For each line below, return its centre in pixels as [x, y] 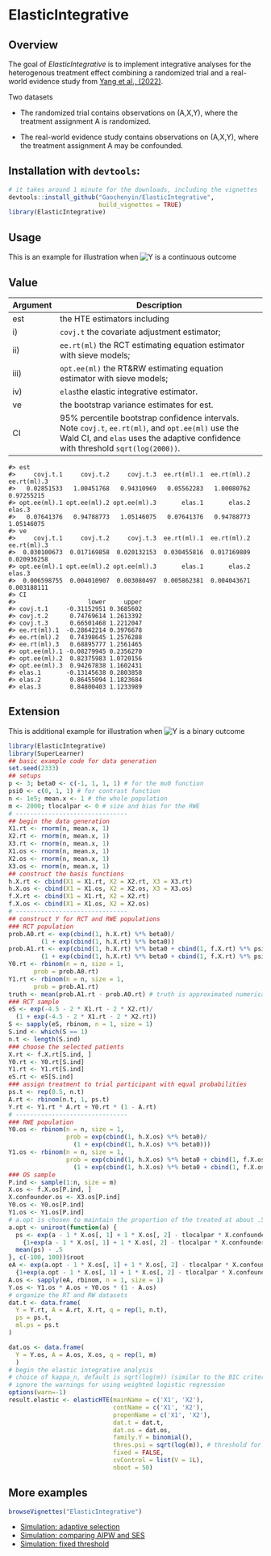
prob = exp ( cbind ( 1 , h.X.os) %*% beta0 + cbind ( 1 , [153, 1160]
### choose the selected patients [67, 1047]
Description [159, 305]
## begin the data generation [59, 821]
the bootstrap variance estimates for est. [137, 405]
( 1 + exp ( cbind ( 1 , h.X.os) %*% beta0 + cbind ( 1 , [156, 1167]
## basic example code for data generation [83, 761]
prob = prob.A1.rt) [66, 986]
